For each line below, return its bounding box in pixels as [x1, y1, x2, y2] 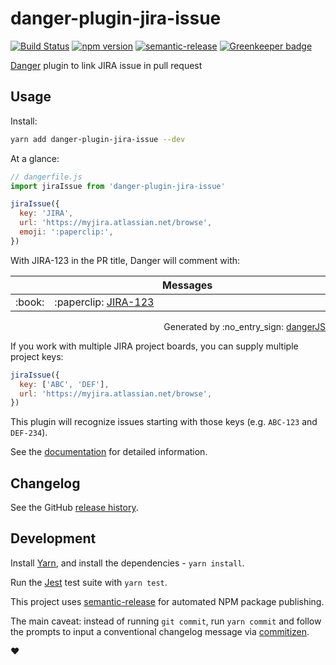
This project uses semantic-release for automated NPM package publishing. [10, 595, 325, 607]
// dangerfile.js [10, 172, 83, 182]
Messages [162, 278, 213, 292]
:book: [15, 295, 45, 309]
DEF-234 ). [10, 427, 48, 439]
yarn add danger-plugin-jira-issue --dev [10, 134, 186, 144]
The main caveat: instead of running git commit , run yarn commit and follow [10, 615, 322, 627]
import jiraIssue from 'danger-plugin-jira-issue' [10, 181, 226, 191]
